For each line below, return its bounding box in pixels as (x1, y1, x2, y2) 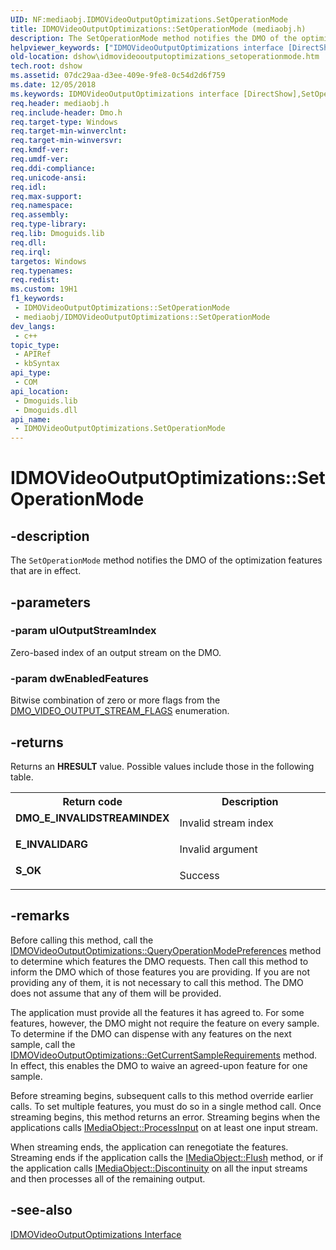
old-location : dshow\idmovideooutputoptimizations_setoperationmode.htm (10, 52, 320, 62)
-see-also (10, 1202, 73, 1219)
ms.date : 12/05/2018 (10, 80, 97, 90)
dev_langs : (10, 321, 56, 331)
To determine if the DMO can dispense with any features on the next (10, 1027, 292, 1040)
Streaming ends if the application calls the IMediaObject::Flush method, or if (10, 1151, 324, 1163)
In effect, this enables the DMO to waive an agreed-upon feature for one (10, 1059, 308, 1071)
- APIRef (14, 349, 52, 360)
